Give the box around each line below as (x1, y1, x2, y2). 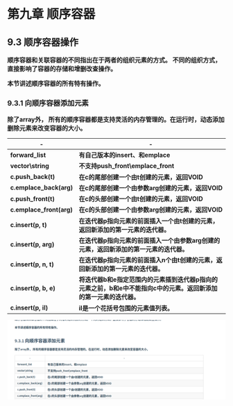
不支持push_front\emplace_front (78, 162, 175, 170)
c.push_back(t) (10, 173, 55, 181)
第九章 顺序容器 (7, 6, 96, 22)
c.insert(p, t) (10, 221, 47, 229)
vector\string (10, 161, 50, 170)
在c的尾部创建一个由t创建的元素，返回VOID (78, 173, 203, 181)
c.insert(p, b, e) (10, 284, 55, 292)
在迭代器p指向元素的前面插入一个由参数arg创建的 (78, 236, 221, 244)
